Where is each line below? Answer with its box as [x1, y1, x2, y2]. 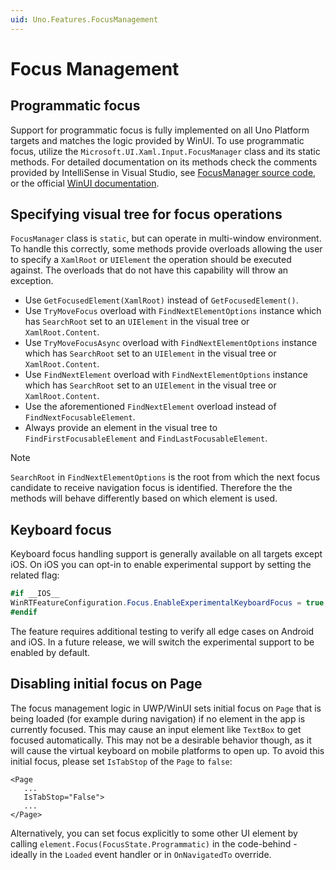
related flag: [10, 569, 60, 581]
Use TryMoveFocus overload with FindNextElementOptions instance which [24, 305, 322, 317]
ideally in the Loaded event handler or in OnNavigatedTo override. [10, 848, 272, 860]
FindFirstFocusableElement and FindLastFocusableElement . [24, 432, 268, 445]
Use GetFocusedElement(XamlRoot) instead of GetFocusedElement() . [24, 294, 299, 306]
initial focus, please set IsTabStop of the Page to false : [10, 755, 233, 767]
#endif [10, 607, 38, 617]
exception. [10, 275, 54, 287]
